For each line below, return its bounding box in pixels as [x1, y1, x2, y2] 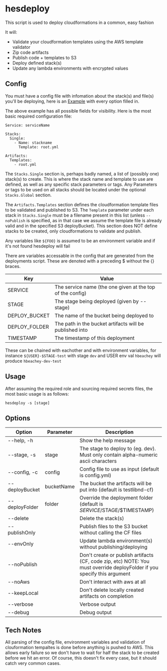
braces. [5, 263, 21, 269]
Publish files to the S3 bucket [79, 523, 148, 530]
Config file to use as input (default [79, 466, 159, 473]
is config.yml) [79, 472, 112, 479]
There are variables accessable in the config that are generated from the [5, 253, 154, 259]
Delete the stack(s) [79, 515, 124, 522]
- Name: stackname [14, 140, 52, 145]
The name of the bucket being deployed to [54, 312, 154, 319]
